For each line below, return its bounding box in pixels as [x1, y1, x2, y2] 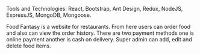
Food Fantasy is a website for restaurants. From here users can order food [6, 23, 191, 30]
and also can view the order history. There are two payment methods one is [6, 29, 194, 37]
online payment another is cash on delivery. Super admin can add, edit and [6, 36, 192, 43]
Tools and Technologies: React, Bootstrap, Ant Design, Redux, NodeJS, [6, 5, 183, 12]
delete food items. [6, 42, 51, 49]
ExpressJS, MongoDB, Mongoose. [6, 11, 92, 19]
